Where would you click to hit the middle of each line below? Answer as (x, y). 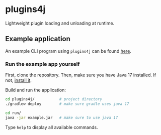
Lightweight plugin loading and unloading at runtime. (60, 23)
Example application (38, 39)
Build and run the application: (36, 90)
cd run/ (13, 113)
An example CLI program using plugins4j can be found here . (68, 51)
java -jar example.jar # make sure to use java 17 (62, 117)
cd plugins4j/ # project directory (54, 99)
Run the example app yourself (43, 64)
